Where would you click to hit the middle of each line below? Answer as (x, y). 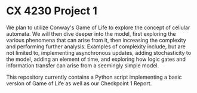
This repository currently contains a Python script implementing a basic (94, 77)
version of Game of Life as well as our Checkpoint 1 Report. (79, 83)
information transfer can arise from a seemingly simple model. (83, 65)
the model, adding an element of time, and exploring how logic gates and (96, 59)
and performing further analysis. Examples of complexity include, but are (96, 46)
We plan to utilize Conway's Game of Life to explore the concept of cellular (98, 27)
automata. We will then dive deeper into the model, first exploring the (91, 33)
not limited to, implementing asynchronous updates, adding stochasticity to (99, 52)
